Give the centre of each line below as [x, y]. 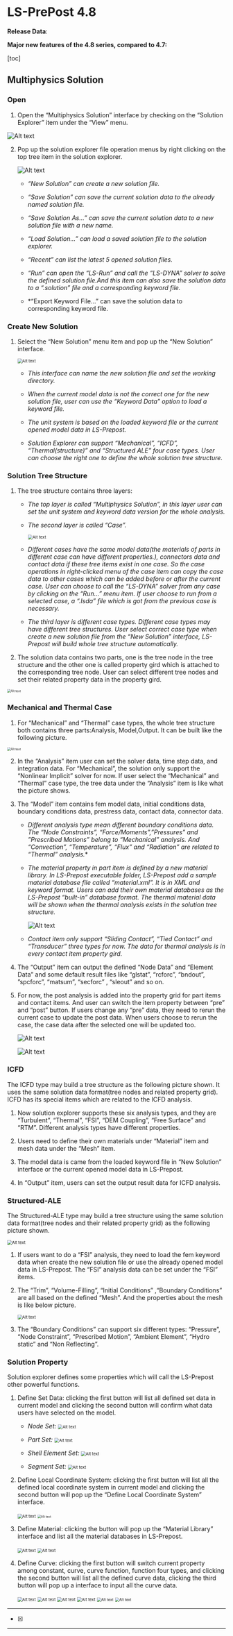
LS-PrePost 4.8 [52, 12]
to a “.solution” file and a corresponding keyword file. [104, 287]
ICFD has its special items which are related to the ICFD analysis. [100, 1099]
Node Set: [42, 1426]
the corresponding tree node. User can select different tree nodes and [118, 672]
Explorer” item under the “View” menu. [72, 122]
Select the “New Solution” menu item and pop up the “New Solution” [115, 341]
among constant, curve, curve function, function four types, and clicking [121, 1571]
